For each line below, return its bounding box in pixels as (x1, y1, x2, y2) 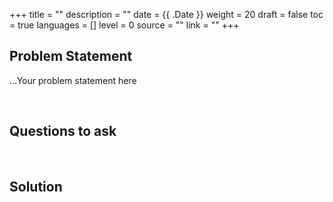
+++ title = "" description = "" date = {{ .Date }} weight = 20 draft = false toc (9, 9, 324, 20)
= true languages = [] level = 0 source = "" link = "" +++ (9, 19, 240, 31)
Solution (9, 179, 63, 196)
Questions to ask (9, 123, 117, 140)
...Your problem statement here (9, 74, 137, 86)
